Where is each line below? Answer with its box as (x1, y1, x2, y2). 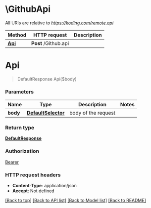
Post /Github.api (31, 40, 69, 46)
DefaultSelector (26, 110, 65, 117)
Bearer (5, 159, 19, 165)
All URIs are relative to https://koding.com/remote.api (5, 20, 114, 26)
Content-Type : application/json (12, 183, 77, 189)
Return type (5, 125, 35, 131)
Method (7, 31, 27, 38)
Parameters (5, 88, 34, 95)
